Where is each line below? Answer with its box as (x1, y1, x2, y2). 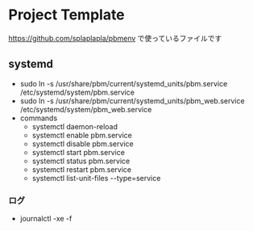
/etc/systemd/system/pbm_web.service (19, 104, 152, 114)
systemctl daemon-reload (31, 121, 118, 131)
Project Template (8, 6, 125, 24)
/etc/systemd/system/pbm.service (19, 87, 135, 97)
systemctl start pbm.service (31, 147, 125, 157)
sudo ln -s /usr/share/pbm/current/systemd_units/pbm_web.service (19, 95, 245, 106)
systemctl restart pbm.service (31, 164, 132, 174)
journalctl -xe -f (19, 214, 73, 224)
